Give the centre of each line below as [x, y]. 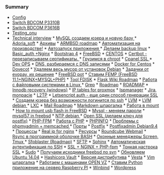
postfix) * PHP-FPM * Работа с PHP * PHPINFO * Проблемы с [75, 121]
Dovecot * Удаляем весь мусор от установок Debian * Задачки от [80, 69]
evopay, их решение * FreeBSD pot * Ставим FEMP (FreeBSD [75, 75]
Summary [17, 7]
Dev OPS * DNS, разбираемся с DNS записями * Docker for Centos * [83, 64]
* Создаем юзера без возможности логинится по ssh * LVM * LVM [82, 100]
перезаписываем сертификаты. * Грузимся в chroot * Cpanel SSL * [82, 59]
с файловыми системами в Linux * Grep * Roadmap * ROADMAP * [80, 85]
